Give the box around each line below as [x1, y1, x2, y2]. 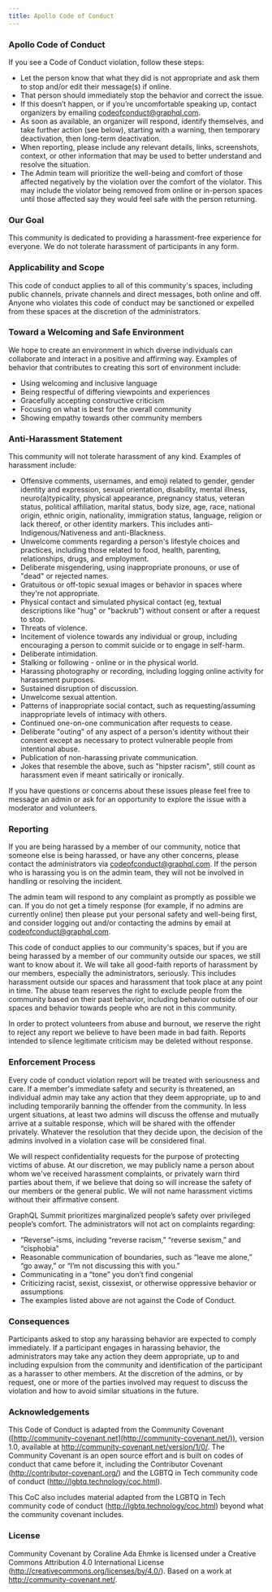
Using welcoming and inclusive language [19, 378, 158, 387]
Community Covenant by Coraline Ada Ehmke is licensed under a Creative [8, 1548, 257, 1559]
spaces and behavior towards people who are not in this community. [8, 1003, 238, 1013]
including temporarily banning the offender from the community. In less [8, 1100, 247, 1111]
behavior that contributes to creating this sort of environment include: [8, 362, 241, 372]
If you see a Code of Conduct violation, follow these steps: [8, 57, 205, 67]
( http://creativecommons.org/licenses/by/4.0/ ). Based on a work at [8, 1566, 232, 1576]
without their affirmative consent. [8, 1194, 119, 1205]
